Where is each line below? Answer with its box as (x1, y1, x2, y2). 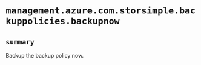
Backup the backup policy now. (5, 52, 84, 59)
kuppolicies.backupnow (5, 16, 120, 27)
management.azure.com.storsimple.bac (5, 5, 196, 16)
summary (5, 37, 35, 46)
